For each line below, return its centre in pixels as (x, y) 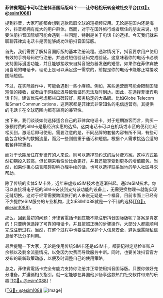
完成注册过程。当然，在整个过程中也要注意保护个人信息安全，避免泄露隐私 (79, 230)
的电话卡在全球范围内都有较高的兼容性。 (45, 110)
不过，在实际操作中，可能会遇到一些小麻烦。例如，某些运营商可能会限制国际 (81, 86)
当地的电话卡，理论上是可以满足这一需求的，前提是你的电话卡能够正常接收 (83, 69)
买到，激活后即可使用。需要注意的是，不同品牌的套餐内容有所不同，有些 (81, 132)
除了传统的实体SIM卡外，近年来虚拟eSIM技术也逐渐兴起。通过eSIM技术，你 (81, 183)
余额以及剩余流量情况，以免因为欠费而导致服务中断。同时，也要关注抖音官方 (81, 252)
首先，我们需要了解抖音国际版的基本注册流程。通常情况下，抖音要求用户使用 (81, 51)
